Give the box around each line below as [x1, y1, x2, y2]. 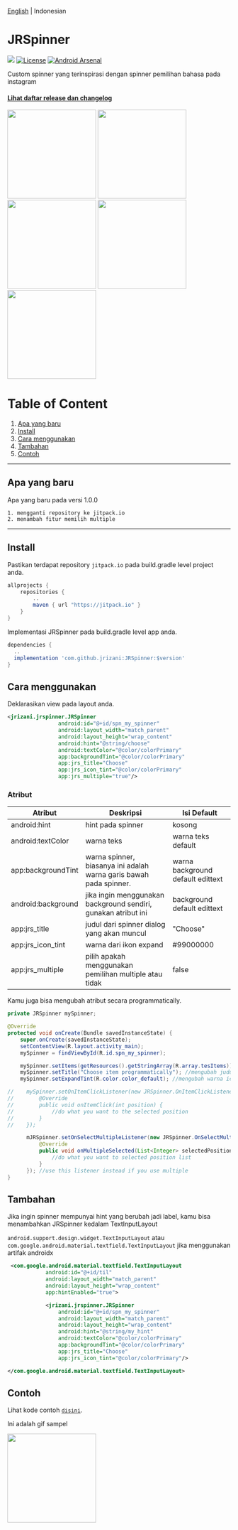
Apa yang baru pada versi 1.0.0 [7, 495, 98, 504]
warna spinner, [85, 852, 135, 862]
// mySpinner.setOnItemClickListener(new [7, 1088, 141, 1096]
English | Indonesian [7, 7, 67, 15]
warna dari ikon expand [85, 940, 164, 950]
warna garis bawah [85, 870, 149, 880]
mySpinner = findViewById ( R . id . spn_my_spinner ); [20, 1049, 166, 1057]
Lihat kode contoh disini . [7, 1406, 83, 1414]
